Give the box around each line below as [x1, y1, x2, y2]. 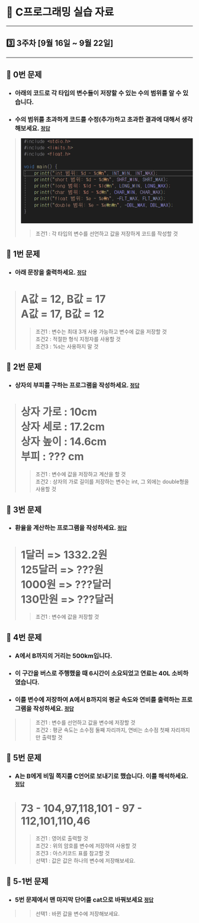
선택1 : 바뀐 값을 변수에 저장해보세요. [35, 910, 120, 917]
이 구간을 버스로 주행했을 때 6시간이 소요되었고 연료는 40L [14, 669, 171, 677]
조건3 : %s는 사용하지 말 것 [35, 343, 99, 350]
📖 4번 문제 [6, 632, 42, 642]
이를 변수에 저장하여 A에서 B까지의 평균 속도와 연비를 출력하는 [14, 696, 181, 704]
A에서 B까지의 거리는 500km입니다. [14, 652, 113, 660]
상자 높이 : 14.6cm [20, 435, 107, 448]
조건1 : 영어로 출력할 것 [35, 835, 88, 842]
